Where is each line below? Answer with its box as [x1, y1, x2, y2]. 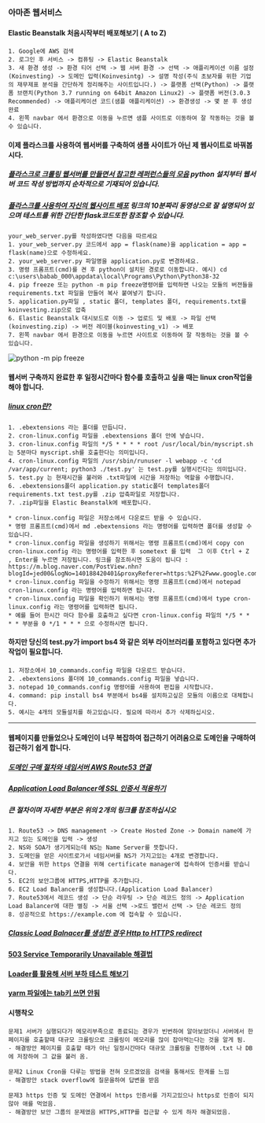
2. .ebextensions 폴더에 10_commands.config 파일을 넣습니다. [8, 674, 200, 682]
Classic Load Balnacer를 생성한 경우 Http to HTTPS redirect [8, 928, 203, 937]
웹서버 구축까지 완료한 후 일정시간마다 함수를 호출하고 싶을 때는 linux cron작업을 [8, 372, 253, 382]
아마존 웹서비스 [8, 6, 63, 17]
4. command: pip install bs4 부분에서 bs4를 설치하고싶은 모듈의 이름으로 [8, 691, 229, 700]
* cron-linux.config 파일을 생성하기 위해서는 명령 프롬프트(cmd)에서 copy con [8, 539, 245, 547]
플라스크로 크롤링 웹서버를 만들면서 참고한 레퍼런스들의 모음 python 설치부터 [8, 169, 242, 179]
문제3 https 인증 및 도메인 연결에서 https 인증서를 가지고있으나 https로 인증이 [8, 1092, 240, 1099]
